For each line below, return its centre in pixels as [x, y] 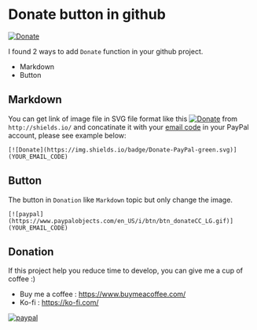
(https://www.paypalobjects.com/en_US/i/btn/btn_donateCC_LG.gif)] [121, 221]
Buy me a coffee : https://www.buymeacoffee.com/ [103, 294]
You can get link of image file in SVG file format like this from [123, 119]
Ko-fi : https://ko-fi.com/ [59, 302]
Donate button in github [87, 15]
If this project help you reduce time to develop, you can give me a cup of [126, 271]
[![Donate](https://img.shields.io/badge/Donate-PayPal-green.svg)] [123, 150]
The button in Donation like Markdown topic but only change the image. [121, 200]
